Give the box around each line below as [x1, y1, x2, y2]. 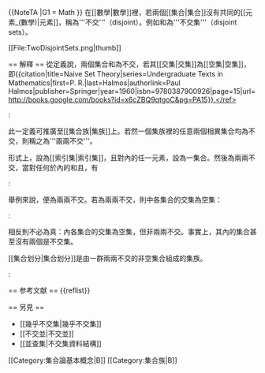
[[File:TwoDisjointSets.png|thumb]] [8, 43, 121, 52]
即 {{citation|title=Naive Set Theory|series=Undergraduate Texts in [8, 69, 223, 78]
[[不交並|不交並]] [19, 329, 74, 338]
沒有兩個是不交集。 [14, 237, 77, 246]
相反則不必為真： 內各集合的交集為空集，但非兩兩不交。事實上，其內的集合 [8, 227, 250, 236]
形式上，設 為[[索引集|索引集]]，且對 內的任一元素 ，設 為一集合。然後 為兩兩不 [8, 153, 256, 162]
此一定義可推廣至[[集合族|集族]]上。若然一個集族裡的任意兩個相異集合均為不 [8, 126, 256, 136]
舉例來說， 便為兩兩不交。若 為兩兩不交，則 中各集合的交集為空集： [8, 195, 222, 204]
